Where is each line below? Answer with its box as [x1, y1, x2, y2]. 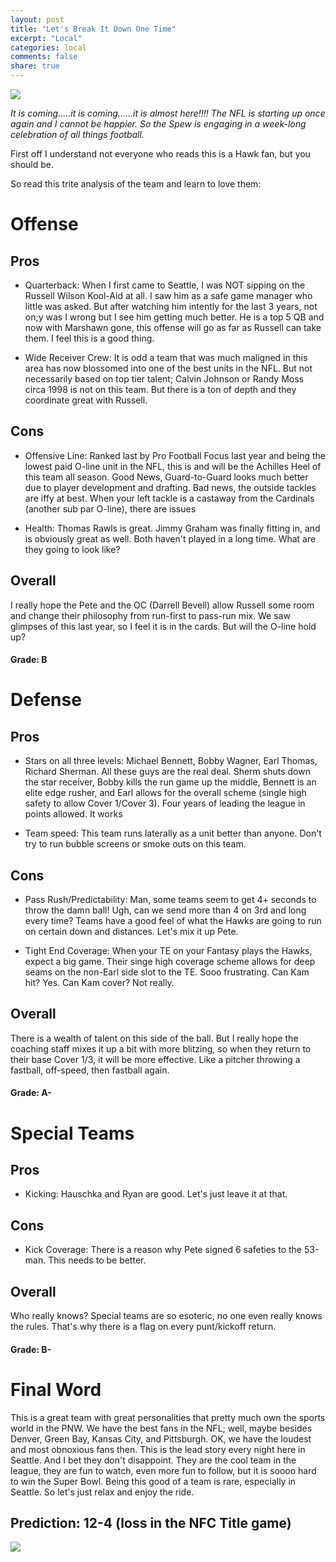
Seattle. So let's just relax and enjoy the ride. [10, 1486, 195, 1498]
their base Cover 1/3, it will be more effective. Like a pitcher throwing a [10, 1053, 301, 1065]
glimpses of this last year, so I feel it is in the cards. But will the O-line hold [10, 620, 317, 632]
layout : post [10, 14, 65, 25]
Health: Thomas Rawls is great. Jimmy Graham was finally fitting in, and [24, 522, 321, 534]
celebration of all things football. [10, 129, 145, 140]
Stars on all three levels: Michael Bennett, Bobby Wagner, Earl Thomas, [24, 755, 318, 767]
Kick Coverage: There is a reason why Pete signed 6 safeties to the [24, 1244, 302, 1256]
